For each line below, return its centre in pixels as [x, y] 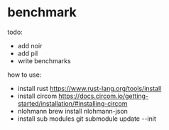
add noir [30, 45]
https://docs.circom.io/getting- [104, 96]
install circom [37, 96]
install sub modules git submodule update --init [87, 119]
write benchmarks [44, 60]
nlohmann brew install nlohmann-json [72, 111]
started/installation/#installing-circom [72, 103]
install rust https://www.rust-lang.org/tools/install [89, 88]
